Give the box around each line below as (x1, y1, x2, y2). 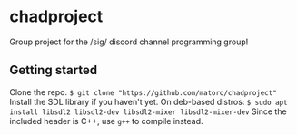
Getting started (9, 63, 98, 78)
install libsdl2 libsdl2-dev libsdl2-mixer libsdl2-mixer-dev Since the (9, 106, 288, 117)
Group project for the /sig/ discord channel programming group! (9, 36, 249, 47)
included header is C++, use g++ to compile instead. (9, 115, 203, 126)
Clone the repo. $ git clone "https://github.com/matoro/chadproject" (9, 86, 277, 97)
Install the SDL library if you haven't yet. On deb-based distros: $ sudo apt (9, 96, 288, 107)
